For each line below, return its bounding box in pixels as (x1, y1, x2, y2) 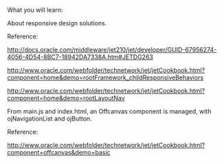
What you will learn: (7, 6, 63, 14)
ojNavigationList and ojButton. (7, 114, 93, 123)
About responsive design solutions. (7, 19, 107, 27)
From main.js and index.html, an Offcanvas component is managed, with (7, 108, 212, 115)
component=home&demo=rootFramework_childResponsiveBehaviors (7, 73, 204, 81)
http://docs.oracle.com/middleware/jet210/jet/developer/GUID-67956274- (7, 46, 217, 53)
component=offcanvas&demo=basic (7, 149, 111, 156)
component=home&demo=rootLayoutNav (7, 94, 125, 102)
